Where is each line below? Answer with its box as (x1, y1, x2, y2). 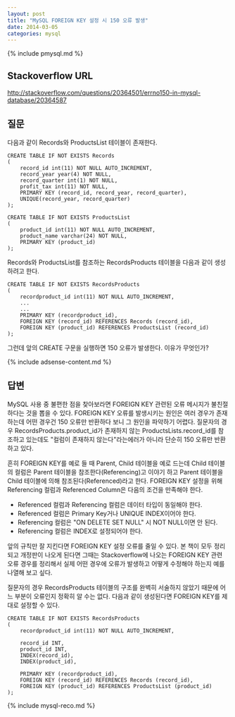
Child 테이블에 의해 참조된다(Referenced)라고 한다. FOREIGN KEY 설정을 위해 (7, 477, 223, 485)
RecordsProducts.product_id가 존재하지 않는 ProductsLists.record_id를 (14, 426, 217, 434)
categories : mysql (7, 30, 61, 37)
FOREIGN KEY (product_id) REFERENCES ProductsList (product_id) (20, 682, 212, 690)
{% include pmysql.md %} (7, 49, 84, 58)
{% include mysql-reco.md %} (7, 701, 96, 709)
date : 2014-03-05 (7, 23, 58, 30)
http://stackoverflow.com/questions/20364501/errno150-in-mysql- (7, 89, 201, 97)
